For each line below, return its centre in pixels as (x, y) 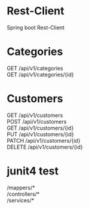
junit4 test (33, 171)
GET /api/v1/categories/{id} (40, 74)
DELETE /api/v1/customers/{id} (45, 147)
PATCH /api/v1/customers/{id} (44, 140)
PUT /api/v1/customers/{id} (40, 134)
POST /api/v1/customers (37, 121)
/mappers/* (21, 188)
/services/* (21, 200)
